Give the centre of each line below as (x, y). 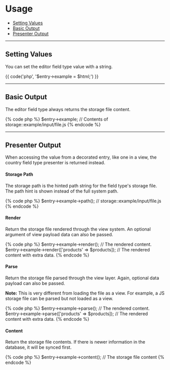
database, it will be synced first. (38, 347)
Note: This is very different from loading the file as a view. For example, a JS (85, 293)
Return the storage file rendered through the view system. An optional (78, 229)
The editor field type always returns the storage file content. (68, 109)
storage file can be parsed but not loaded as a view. (59, 298)
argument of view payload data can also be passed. (59, 234)
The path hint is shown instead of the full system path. (62, 191)
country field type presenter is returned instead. (55, 163)
